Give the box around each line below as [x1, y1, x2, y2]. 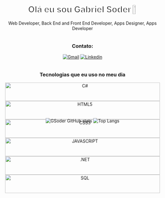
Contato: [72, 43, 93, 50]
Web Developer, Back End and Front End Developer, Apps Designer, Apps [8, 20, 157, 26]
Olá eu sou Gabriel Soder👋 [27, 4, 137, 15]
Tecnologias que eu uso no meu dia [39, 71, 126, 78]
